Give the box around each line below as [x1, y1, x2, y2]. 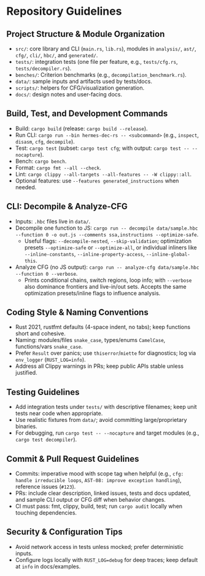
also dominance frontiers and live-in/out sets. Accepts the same [24, 282, 187, 290]
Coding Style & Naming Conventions [6, 307, 149, 317]
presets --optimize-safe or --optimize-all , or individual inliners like [24, 244, 198, 251]
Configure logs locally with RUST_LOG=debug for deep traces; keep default [15, 556, 198, 563]
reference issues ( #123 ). [15, 483, 76, 491]
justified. [15, 369, 38, 376]
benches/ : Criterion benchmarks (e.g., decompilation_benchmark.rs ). [15, 71, 187, 78]
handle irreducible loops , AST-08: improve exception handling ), [15, 477, 182, 484]
